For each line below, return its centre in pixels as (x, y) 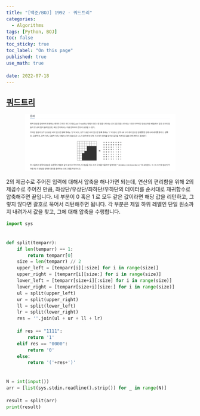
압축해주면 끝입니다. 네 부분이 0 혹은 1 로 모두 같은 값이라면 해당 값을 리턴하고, (97, 197)
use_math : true (25, 63)
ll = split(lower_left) (47, 306)
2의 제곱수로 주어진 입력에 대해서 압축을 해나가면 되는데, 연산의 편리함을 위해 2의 (100, 182)
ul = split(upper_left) (47, 293)
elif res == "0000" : (42, 344)
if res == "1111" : (40, 331)
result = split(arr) (32, 400)
